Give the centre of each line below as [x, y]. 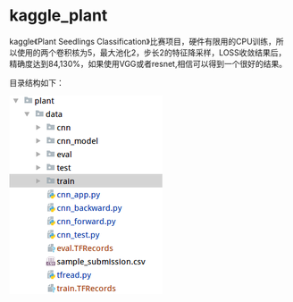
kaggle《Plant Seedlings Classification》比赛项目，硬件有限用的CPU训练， [143, 41]
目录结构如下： [37, 82]
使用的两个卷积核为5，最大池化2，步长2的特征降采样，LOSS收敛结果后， [151, 52]
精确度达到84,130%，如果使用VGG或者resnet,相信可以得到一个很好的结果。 [148, 63]
